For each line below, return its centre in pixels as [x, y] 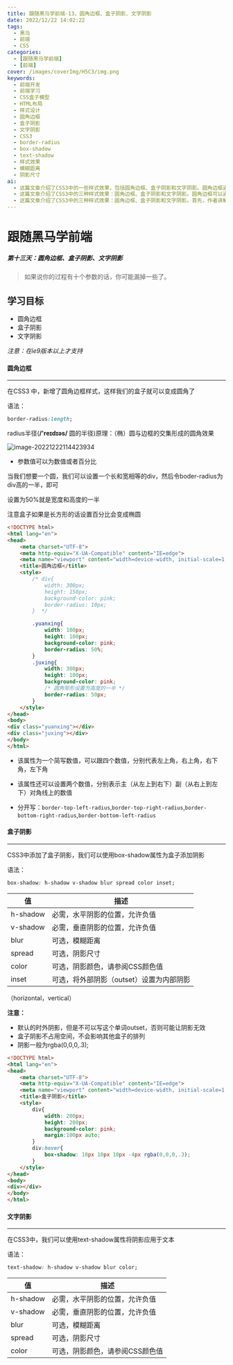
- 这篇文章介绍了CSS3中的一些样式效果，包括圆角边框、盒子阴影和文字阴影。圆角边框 [118, 188]
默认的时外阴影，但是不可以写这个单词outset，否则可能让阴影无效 [111, 1027]
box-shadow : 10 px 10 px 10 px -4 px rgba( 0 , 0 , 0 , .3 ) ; [117, 1155]
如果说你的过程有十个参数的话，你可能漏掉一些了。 [97, 277]
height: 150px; [66, 592]
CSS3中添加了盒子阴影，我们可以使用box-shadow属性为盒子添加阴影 [106, 855]
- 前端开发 [27, 85]
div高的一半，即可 [33, 485]
